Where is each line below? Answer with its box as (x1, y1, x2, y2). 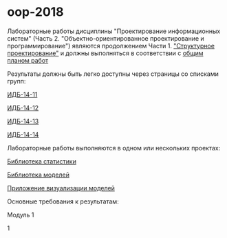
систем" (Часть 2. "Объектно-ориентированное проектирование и (7, 34, 204, 42)
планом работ (7, 56, 49, 64)
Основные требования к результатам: (7, 197, 119, 206)
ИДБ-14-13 (7, 117, 39, 125)
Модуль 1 (7, 210, 34, 219)
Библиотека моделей (7, 170, 70, 179)
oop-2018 (7, 4, 64, 20)
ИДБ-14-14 (7, 130, 39, 139)
